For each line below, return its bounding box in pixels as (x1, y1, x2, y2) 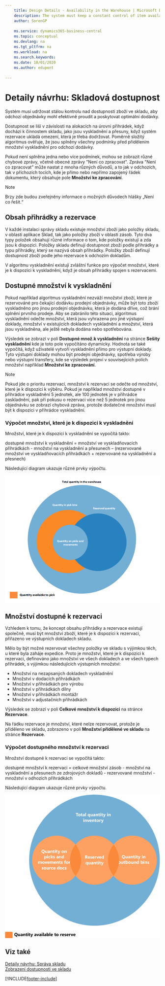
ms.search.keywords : (14, 55, 56, 60)
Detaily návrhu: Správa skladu (5, 961, 66, 967)
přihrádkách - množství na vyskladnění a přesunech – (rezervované (5, 445, 142, 451)
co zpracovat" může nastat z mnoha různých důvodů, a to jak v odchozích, (5, 164, 157, 170)
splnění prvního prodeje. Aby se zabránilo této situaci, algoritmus (5, 310, 137, 316)
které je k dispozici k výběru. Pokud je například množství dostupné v (5, 386, 146, 392)
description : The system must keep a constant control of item (14, 13, 146, 18)
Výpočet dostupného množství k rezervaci (5, 744, 109, 751)
